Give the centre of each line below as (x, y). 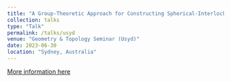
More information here (39, 71)
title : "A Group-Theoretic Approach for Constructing (86, 13)
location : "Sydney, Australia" (52, 52)
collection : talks (33, 20)
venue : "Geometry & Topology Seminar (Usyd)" (73, 39)
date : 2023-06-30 (32, 45)
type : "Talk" (26, 26)
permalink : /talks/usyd (41, 33)
